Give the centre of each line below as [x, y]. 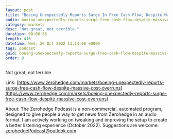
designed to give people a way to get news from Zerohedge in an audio [81, 114]
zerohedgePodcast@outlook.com [41, 131]
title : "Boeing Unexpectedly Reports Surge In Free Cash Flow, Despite [84, 15]
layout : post [19, 10]
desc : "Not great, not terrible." [42, 29]
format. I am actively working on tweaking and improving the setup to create [86, 120]
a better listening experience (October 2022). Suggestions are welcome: [82, 125]
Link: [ [12, 82]
